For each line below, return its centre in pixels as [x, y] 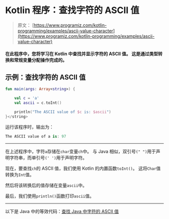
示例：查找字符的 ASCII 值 [46, 77]
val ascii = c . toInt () [38, 103]
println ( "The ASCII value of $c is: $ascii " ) [63, 112]
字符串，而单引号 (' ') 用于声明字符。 [48, 157]
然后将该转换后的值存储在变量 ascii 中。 [46, 185]
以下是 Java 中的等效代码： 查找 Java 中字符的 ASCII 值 [62, 211]
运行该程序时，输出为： [29, 127]
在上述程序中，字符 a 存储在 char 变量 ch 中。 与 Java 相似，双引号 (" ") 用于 [81, 151]
